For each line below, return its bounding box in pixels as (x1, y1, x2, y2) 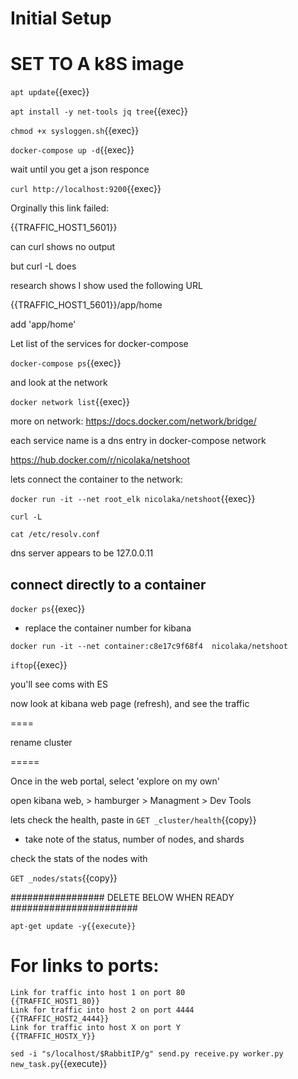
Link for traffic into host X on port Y (10, 1022, 182, 1032)
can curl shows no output (10, 241, 116, 253)
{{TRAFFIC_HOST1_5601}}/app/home (10, 299, 163, 311)
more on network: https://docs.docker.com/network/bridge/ (10, 415, 257, 427)
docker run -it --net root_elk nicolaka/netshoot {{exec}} (10, 493, 256, 505)
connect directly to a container (10, 576, 207, 593)
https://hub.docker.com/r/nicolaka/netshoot (10, 454, 190, 466)
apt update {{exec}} (10, 86, 90, 98)
